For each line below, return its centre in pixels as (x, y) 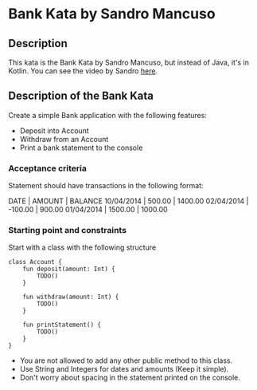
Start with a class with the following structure (82, 247)
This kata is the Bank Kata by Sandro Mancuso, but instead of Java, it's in (128, 62)
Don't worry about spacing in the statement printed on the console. (130, 378)
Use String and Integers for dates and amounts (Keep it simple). (124, 369)
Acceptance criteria (48, 168)
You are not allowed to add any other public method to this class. (126, 360)
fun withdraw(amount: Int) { (71, 297)
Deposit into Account (54, 130)
